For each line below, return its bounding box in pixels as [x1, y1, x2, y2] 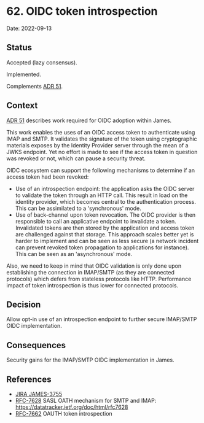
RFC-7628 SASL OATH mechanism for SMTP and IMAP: [15, 397, 157, 404]
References [6, 374, 52, 384]
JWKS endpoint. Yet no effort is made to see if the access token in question [6, 148, 198, 155]
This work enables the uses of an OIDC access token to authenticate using [6, 128, 195, 136]
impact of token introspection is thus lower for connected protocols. [6, 281, 179, 289]
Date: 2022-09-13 [6, 25, 52, 32]
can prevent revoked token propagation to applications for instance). [15, 244, 189, 251]
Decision [6, 299, 41, 309]
